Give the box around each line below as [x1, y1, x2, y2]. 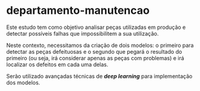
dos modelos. [6, 79, 41, 86]
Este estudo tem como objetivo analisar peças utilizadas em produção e [6, 24, 186, 31]
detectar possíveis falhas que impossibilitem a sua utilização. [6, 30, 159, 37]
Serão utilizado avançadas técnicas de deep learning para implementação [6, 72, 193, 80]
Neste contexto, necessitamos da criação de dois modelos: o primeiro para [6, 42, 194, 49]
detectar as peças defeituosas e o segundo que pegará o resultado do [6, 48, 182, 55]
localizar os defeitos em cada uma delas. [6, 61, 108, 68]
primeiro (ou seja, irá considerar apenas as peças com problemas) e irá [6, 54, 185, 61]
